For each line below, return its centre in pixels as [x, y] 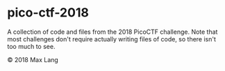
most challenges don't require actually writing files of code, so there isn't [112, 39]
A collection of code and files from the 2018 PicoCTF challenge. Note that [112, 32]
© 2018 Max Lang [33, 59]
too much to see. [31, 46]
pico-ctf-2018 [48, 13]
